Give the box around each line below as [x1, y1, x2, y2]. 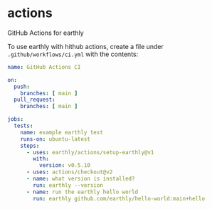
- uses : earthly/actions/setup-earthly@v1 [26, 149, 154, 156]
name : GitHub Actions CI [7, 63, 81, 70]
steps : [20, 142, 40, 149]
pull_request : [14, 96, 55, 104]
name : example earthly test [20, 129, 103, 136]
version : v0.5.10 [38, 162, 91, 169]
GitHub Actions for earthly [7, 28, 84, 37]
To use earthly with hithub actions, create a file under [7, 42, 164, 50]
